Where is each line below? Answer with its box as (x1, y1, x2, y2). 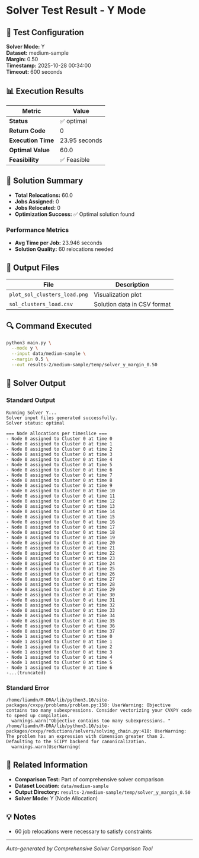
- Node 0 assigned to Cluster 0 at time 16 (6, 518, 115, 525)
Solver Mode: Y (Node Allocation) (14, 794, 98, 802)
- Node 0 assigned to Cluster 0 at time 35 (6, 618, 115, 624)
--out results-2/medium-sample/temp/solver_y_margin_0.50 (11, 362, 158, 368)
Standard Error (6, 683, 50, 692)
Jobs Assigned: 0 (14, 197, 59, 205)
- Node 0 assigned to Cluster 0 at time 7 (6, 472, 113, 478)
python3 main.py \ (6, 340, 52, 345)
